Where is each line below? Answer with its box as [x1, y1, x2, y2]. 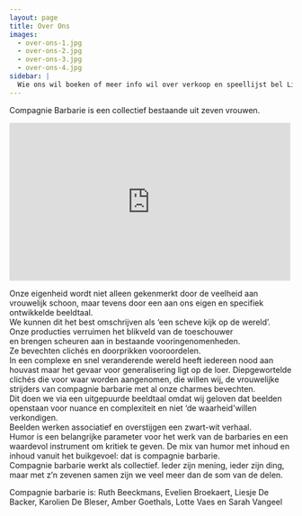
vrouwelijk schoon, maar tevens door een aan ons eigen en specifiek [9, 298, 264, 308]
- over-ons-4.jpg [17, 64, 83, 73]
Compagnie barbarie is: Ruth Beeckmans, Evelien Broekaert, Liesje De [9, 486, 270, 497]
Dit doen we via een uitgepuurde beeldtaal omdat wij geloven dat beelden [9, 393, 282, 404]
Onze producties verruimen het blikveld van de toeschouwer [9, 325, 234, 337]
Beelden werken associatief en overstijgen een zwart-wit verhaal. [9, 422, 253, 432]
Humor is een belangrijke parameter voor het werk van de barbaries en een [9, 431, 289, 441]
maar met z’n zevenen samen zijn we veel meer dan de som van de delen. [9, 469, 283, 480]
